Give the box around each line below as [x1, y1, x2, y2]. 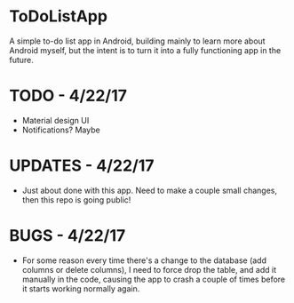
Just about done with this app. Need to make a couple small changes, [21, 185, 278, 195]
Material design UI [21, 115, 90, 125]
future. [9, 54, 34, 65]
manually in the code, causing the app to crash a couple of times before [21, 274, 286, 284]
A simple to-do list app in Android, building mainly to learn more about [9, 36, 266, 46]
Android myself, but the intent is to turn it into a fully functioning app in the [9, 44, 282, 55]
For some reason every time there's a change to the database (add [21, 255, 267, 266]
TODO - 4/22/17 [9, 86, 127, 106]
